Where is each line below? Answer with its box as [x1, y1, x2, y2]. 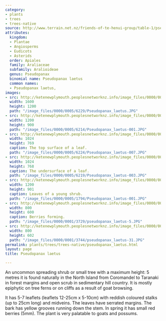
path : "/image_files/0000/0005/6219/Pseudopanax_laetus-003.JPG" [9, 173, 147, 178]
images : [5, 90, 21, 95]
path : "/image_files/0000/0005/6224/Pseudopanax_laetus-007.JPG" [9, 150, 147, 155]
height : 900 [9, 122, 35, 127]
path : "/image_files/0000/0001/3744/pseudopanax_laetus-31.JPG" [9, 237, 145, 243]
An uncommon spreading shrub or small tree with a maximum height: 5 [5, 269, 150, 275]
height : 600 [9, 210, 35, 215]
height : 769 [9, 141, 35, 146]
